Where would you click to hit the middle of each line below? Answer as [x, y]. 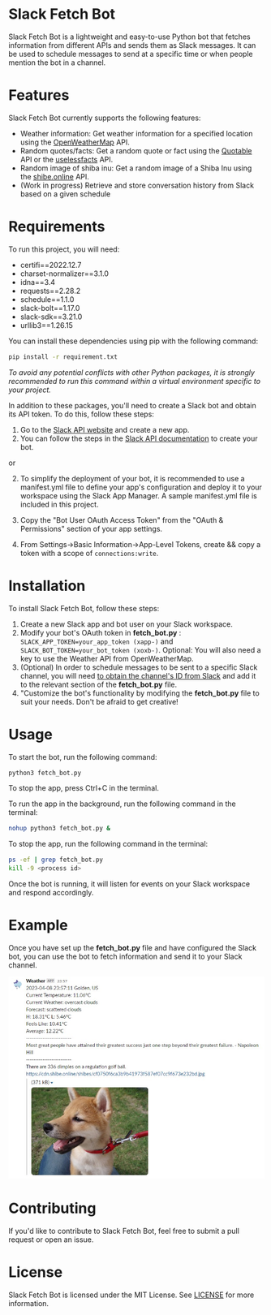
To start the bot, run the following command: [83, 757]
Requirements [57, 227]
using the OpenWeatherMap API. [75, 142]
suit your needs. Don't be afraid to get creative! [99, 701]
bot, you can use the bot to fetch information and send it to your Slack [125, 956]
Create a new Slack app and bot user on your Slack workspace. [126, 624]
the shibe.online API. [54, 176]
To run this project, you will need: [64, 249]
